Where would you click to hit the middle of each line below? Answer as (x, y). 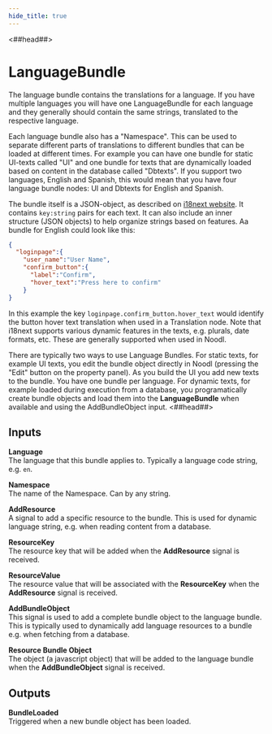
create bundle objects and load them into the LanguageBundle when (124, 398)
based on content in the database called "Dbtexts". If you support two (125, 171)
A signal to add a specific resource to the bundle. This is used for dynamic (133, 518)
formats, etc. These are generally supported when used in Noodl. (118, 339)
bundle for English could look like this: (72, 229)
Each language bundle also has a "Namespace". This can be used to (123, 136)
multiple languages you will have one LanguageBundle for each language (131, 103)
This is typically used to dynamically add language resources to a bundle (130, 626)
